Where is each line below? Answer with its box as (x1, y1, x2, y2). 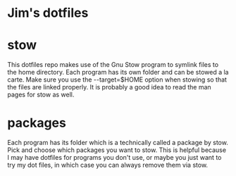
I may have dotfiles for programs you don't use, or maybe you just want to (7, 153, 222, 162)
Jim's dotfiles (7, 5, 89, 21)
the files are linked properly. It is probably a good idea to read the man (7, 83, 211, 92)
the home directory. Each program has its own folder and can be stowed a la (7, 68, 229, 77)
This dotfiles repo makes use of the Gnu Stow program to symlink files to (7, 61, 219, 69)
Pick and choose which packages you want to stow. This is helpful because (7, 146, 227, 154)
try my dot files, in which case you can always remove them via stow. (7, 161, 209, 170)
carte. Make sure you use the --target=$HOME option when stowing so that (7, 75, 228, 84)
